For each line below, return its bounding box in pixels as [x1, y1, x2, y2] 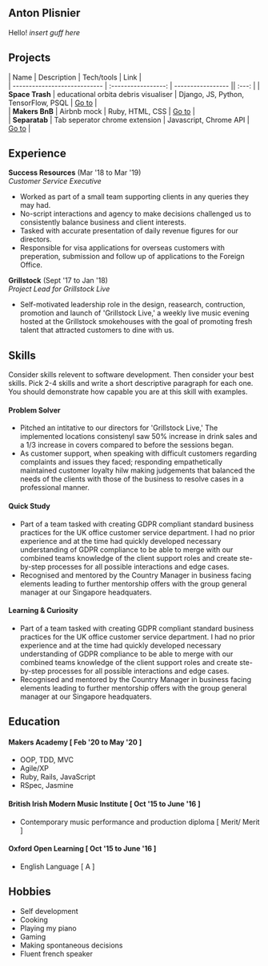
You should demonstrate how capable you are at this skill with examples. [8, 387, 248, 396]
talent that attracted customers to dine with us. [19, 325, 174, 335]
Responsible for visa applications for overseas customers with [19, 243, 226, 253]
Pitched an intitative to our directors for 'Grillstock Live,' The [19, 423, 218, 432]
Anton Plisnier [8, 6, 81, 20]
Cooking [19, 915, 48, 924]
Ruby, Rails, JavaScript [19, 772, 96, 781]
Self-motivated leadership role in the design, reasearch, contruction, [19, 300, 246, 310]
